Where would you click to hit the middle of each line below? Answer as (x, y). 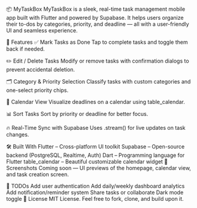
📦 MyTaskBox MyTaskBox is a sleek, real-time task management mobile (96, 9)
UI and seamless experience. (42, 30)
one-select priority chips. (37, 90)
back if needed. (25, 49)
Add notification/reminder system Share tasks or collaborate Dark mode (95, 192)
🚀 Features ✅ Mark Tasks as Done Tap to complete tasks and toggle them (97, 42)
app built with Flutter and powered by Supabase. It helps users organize (95, 18)
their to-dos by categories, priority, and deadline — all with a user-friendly (98, 24)
